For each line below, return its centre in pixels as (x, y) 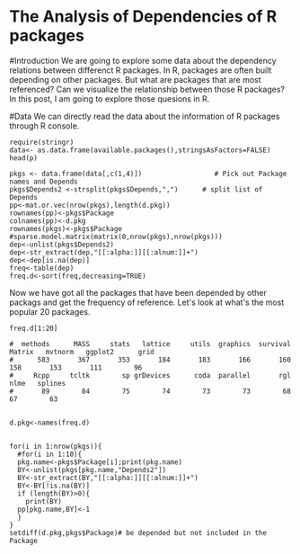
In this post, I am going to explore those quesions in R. (110, 98)
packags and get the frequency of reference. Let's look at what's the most (147, 302)
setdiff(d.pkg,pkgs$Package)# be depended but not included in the (138, 532)
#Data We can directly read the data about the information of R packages (145, 116)
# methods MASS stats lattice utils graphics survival (150, 344)
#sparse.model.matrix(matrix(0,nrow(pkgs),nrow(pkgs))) (116, 237)
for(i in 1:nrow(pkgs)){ (56, 446)
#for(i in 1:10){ (50, 454)
